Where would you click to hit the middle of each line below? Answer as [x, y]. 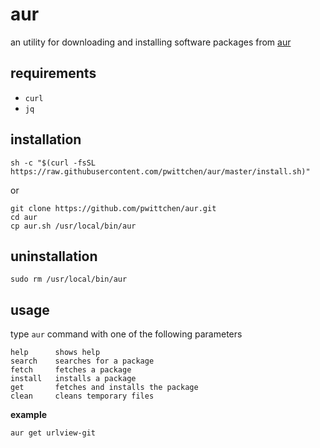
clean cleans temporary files [82, 396]
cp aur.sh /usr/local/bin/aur [73, 226]
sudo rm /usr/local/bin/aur [69, 279]
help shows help [55, 353]
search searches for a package [82, 361]
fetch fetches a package [71, 370]
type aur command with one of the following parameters [126, 334]
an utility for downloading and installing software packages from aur [151, 42]
